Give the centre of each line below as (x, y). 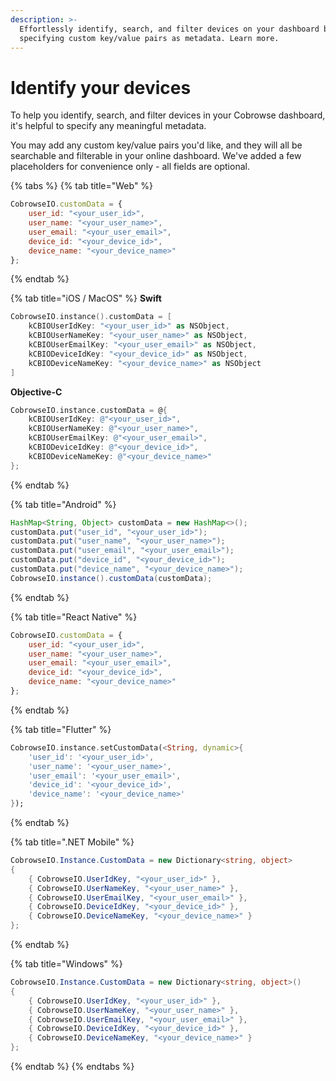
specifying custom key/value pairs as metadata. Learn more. (149, 38)
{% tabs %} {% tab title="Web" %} (82, 186)
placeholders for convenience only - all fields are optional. (130, 167)
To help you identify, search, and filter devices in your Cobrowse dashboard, (168, 115)
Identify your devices (101, 87)
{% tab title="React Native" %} (74, 617)
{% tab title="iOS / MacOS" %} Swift (86, 298)
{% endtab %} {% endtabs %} (72, 1067)
